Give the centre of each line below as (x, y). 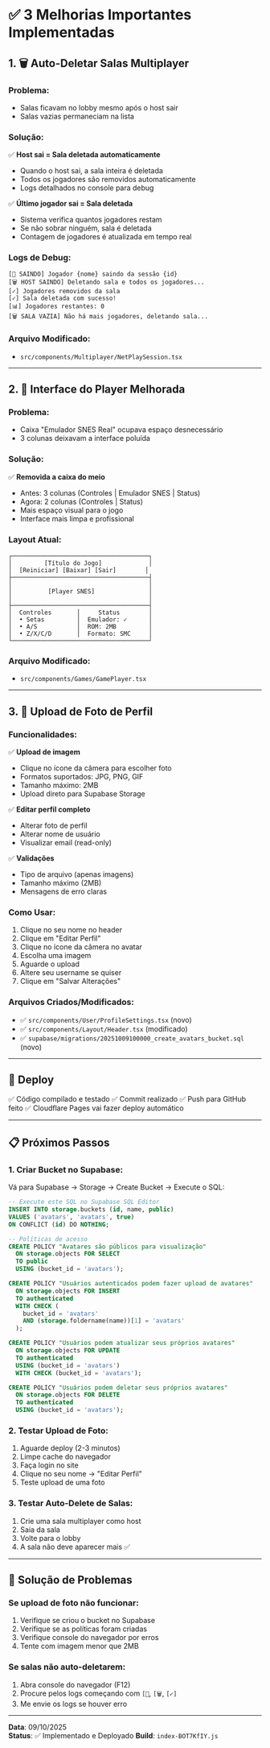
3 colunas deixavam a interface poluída (85, 438)
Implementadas (61, 33)
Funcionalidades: (43, 734)
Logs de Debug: (40, 258)
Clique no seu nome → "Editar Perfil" (81, 1474)
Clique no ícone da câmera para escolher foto (96, 768)
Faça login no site (49, 1465)
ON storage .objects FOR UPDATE (68, 1351)
